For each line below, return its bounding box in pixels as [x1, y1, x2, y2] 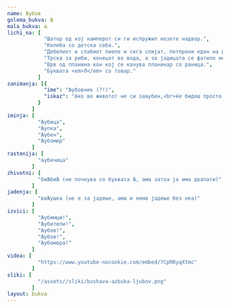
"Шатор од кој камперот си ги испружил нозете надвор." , [43, 36, 210, 43]
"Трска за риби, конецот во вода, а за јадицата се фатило [43, 55, 216, 62]
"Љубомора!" [37, 239, 72, 247]
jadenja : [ [7, 189, 38, 196]
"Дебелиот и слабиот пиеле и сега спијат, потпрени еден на [43, 49, 219, 56]
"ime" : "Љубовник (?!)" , [43, 86, 115, 93]
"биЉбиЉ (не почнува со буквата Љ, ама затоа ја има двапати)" [37, 176, 222, 182]
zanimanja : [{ [7, 80, 48, 87]
